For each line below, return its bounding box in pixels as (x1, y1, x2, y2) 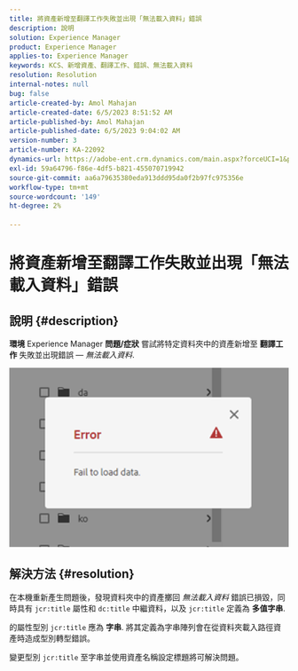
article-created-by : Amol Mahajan (9, 99, 137, 107)
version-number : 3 (9, 136, 77, 146)
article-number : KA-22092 (9, 146, 105, 154)
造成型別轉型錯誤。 (24, 633, 95, 643)
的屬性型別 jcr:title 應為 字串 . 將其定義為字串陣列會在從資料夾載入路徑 (9, 621, 274, 632)
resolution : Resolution (9, 71, 98, 80)
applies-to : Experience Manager (9, 51, 129, 61)
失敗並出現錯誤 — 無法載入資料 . (19, 350, 135, 359)
